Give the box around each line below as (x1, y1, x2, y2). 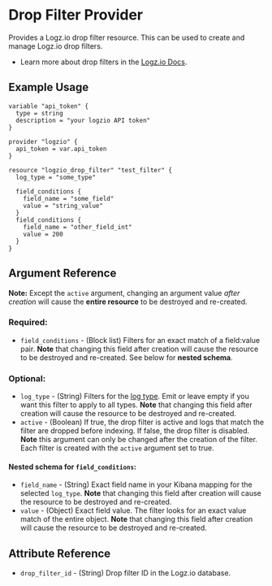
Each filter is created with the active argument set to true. (19, 443, 214, 453)
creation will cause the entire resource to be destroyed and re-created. (8, 297, 248, 306)
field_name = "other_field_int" (23, 223, 132, 231)
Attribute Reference (8, 546, 111, 560)
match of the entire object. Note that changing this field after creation (19, 514, 253, 524)
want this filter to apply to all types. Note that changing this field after (19, 400, 253, 410)
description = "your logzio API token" (15, 116, 151, 124)
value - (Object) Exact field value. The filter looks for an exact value (19, 506, 247, 515)
